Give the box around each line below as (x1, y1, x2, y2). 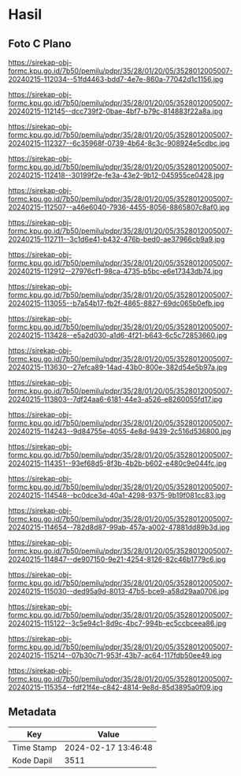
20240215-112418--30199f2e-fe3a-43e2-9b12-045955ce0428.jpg (8, 171, 224, 180)
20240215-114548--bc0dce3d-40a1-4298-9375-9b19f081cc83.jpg (8, 491, 226, 499)
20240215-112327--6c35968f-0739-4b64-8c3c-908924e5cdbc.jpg (8, 139, 230, 147)
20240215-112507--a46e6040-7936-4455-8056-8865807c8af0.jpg (8, 202, 230, 212)
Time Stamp (12, 742, 57, 753)
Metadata (8, 705, 57, 718)
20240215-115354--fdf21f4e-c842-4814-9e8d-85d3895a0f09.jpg (8, 683, 223, 692)
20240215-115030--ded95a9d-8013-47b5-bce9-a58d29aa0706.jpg (8, 587, 229, 596)
